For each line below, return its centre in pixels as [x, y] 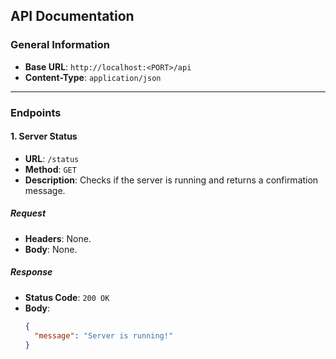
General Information [60, 45]
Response [31, 272]
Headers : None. [58, 238]
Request [28, 213]
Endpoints [36, 112]
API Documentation [72, 16]
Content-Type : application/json [93, 77]
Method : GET [50, 169]
